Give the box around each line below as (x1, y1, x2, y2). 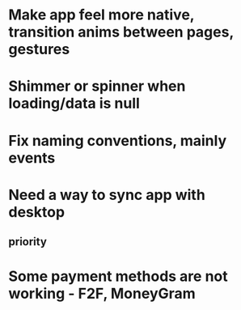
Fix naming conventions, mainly (8, 131, 227, 150)
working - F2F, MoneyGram (8, 285, 196, 303)
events (8, 148, 56, 167)
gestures (8, 40, 70, 58)
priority (8, 235, 47, 248)
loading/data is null (8, 95, 140, 113)
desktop (8, 202, 66, 221)
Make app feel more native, (8, 6, 195, 24)
